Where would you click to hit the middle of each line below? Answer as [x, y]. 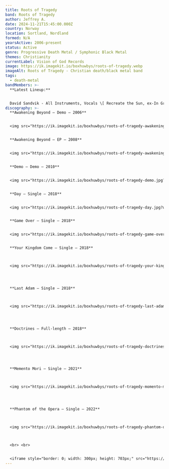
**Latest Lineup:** [30, 90]
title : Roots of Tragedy [31, 10]
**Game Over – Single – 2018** [43, 221]
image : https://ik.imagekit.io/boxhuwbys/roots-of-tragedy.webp [74, 66]
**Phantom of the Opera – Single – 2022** [55, 409]
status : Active [21, 47]
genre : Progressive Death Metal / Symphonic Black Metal [66, 52]
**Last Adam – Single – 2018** [43, 288]
